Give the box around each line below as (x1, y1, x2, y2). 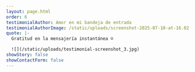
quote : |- (6, 30, 30, 36)
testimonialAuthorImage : (6, 25, 67, 31)
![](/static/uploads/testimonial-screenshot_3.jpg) (11, 46, 140, 53)
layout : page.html (6, 8, 51, 15)
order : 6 (6, 14, 27, 20)
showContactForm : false (6, 57, 64, 63)
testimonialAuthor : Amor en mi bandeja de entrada (6, 19, 132, 25)
